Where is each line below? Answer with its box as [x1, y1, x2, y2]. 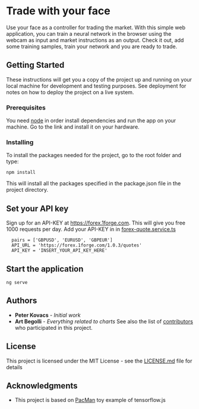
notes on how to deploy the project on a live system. [6, 88, 134, 96]
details [6, 363, 23, 370]
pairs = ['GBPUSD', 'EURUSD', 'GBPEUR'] [11, 237, 113, 243]
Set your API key [6, 204, 69, 214]
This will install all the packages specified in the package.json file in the [6, 180, 181, 187]
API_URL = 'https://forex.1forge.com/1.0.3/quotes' [11, 242, 143, 248]
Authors [6, 296, 37, 306]
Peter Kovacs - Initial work [14, 311, 81, 319]
